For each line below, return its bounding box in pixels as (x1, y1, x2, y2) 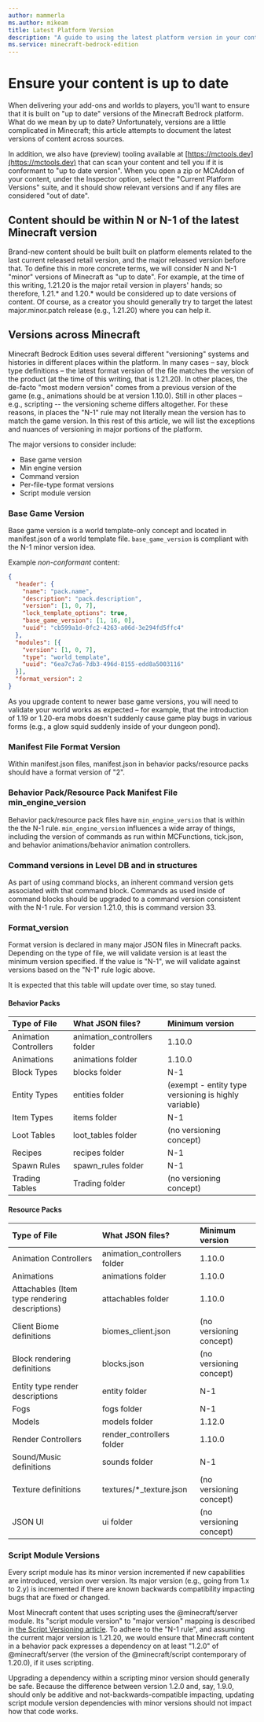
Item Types (12, 1112, 53, 1123)
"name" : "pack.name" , (22, 587, 93, 595)
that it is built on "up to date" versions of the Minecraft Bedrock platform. (8, 109, 244, 119)
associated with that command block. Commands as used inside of (8, 885, 225, 895)
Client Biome (12, 1320, 60, 1331)
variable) (167, 1099, 200, 1110)
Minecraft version (8, 226, 97, 240)
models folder (101, 1416, 153, 1427)
